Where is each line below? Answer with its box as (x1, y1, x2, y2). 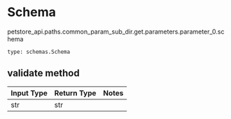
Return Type (54, 88, 97, 98)
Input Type (10, 88, 48, 98)
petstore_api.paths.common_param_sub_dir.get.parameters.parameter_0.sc (7, 27, 225, 36)
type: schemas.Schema (7, 48, 71, 55)
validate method (7, 67, 80, 79)
